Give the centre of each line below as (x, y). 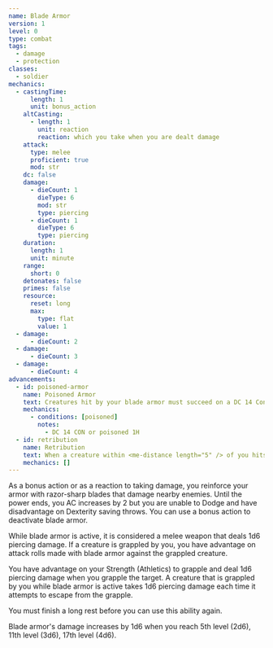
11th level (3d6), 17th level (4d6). (63, 635)
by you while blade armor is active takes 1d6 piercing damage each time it (132, 586)
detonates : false (52, 281)
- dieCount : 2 (54, 342)
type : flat (56, 318)
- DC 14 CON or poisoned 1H (92, 432)
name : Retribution (54, 447)
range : (34, 265)
